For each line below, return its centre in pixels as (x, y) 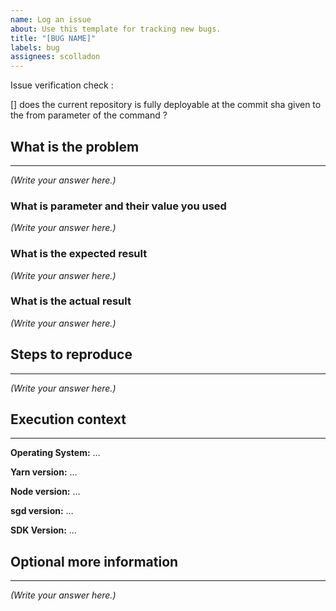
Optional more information (94, 561)
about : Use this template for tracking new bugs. (116, 29)
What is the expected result (79, 254)
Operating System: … (55, 453)
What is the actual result (71, 301)
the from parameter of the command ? (89, 115)
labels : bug (35, 47)
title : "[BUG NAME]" (53, 38)
